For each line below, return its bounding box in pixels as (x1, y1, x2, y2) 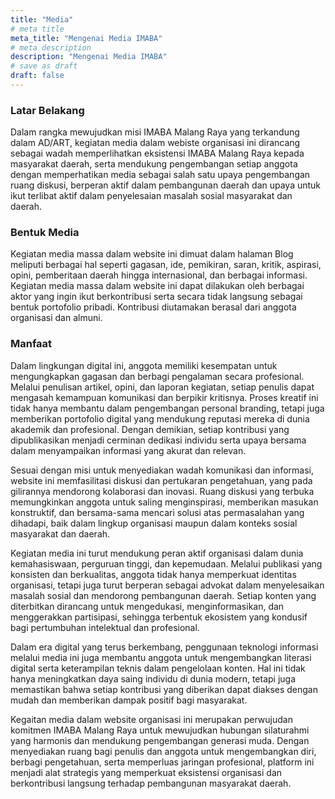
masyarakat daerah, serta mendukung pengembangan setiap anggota (10, 158, 298, 170)
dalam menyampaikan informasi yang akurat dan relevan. (10, 444, 247, 456)
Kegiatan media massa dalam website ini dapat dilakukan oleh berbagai (10, 280, 305, 292)
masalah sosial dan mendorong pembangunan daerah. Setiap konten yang (10, 589, 317, 601)
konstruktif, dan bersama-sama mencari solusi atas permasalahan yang (10, 506, 305, 518)
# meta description (10, 42, 92, 53)
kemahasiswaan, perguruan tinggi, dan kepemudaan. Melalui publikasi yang (10, 557, 323, 570)
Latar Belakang (10, 103, 85, 117)
